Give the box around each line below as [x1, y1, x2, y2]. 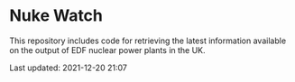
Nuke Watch [9, 5, 104, 26]
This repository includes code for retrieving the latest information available [9, 35, 287, 46]
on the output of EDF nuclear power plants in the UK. [9, 44, 206, 55]
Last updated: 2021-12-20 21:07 [9, 62, 128, 73]
